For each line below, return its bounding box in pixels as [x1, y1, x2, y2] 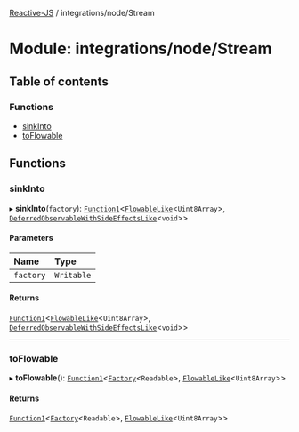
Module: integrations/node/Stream [9, 39, 273, 59]
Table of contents [9, 74, 109, 89]
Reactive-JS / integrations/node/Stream [9, 8, 155, 18]
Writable [54, 270, 92, 280]
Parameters [9, 233, 53, 244]
